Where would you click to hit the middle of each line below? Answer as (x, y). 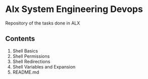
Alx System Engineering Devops (74, 9)
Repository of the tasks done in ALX (43, 23)
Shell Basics (25, 50)
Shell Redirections (31, 61)
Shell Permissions (31, 56)
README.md (26, 72)
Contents (20, 39)
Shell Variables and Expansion (44, 66)
